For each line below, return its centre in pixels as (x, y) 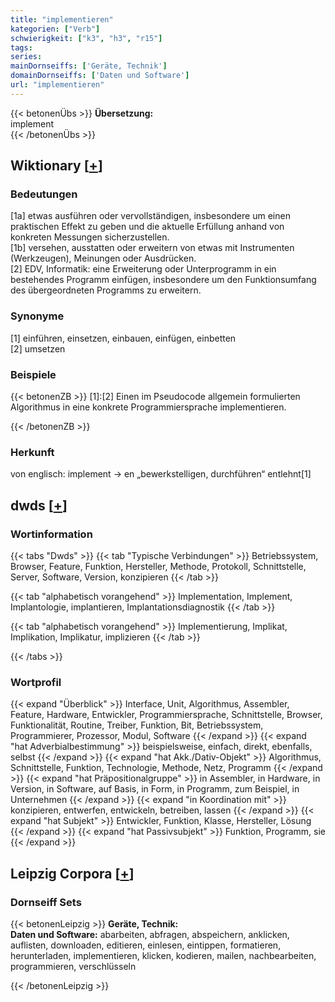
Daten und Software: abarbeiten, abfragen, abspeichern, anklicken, (150, 934)
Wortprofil (36, 682)
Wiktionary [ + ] (56, 166)
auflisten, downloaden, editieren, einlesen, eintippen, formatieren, (146, 945)
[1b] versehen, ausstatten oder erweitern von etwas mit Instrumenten (152, 248)
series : (26, 57)
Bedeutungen (44, 194)
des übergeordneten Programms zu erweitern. (106, 290)
